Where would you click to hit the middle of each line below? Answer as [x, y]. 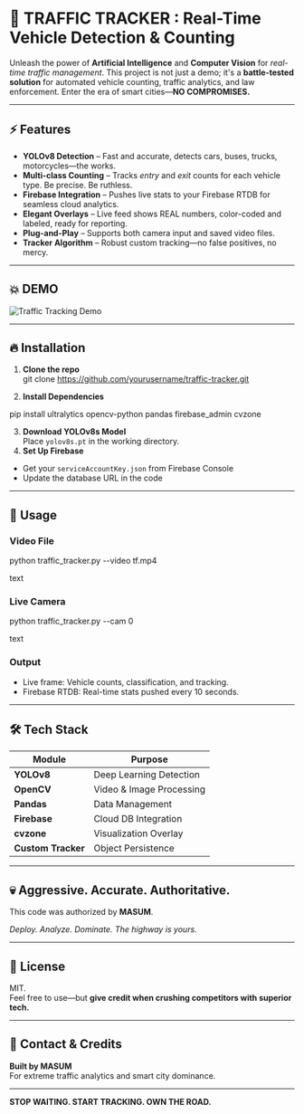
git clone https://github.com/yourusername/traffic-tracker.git [136, 379]
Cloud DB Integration [138, 819]
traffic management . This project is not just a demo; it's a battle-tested [161, 72]
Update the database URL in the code [92, 478]
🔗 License [38, 966]
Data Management [133, 805]
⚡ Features [40, 130]
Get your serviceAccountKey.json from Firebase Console [128, 469]
